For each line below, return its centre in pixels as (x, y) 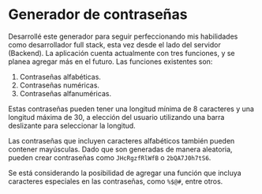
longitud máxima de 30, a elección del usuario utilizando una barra (116, 117)
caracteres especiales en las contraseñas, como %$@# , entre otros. (116, 181)
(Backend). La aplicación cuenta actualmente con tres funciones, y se (122, 53)
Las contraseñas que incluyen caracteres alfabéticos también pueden (122, 140)
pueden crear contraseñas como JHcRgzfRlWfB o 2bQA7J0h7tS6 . (110, 157)
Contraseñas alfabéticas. (60, 76)
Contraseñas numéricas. (60, 85)
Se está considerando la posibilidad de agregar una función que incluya (125, 173)
